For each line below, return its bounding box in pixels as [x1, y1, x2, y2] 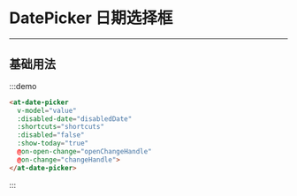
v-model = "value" [17, 106, 77, 115]
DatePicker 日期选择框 [9, 8, 173, 28]
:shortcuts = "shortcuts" [17, 123, 104, 132]
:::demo [9, 80, 37, 91]
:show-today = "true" [17, 139, 89, 148]
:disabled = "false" [17, 131, 86, 139]
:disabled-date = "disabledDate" [17, 114, 133, 124]
